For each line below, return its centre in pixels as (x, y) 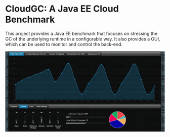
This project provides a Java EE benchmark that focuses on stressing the (81, 33)
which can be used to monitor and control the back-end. (64, 44)
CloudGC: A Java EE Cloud (62, 9)
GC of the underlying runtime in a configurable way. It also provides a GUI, (83, 39)
